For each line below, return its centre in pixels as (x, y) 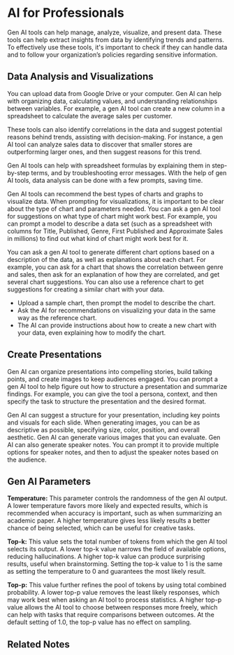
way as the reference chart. (57, 317)
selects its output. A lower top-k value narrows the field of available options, (117, 549)
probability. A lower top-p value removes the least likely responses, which (114, 593)
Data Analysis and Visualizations (80, 77)
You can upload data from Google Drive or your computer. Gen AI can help (115, 93)
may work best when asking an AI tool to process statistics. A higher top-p (115, 600)
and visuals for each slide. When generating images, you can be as (104, 422)
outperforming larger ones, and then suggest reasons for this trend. (104, 151)
